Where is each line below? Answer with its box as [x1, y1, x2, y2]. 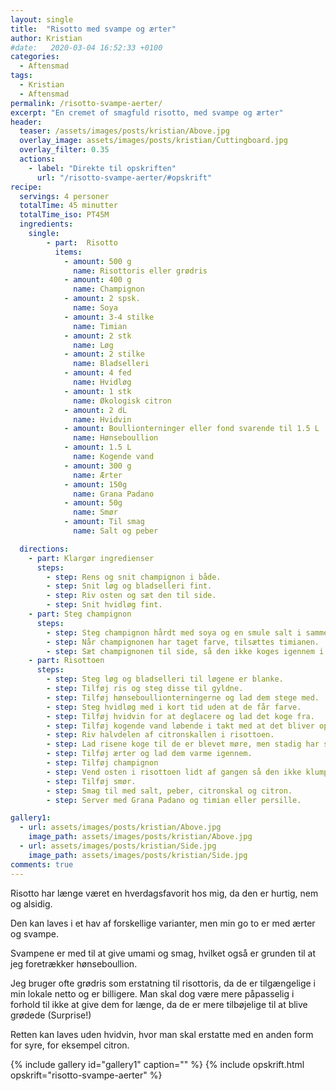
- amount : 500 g [63, 256, 132, 266]
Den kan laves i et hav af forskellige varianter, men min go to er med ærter [10, 917, 316, 929]
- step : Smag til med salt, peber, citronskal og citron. [46, 786, 293, 796]
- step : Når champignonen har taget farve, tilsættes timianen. [46, 637, 320, 647]
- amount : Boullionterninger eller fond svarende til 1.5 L [63, 424, 320, 434]
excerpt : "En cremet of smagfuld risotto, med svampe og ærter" [10, 107, 284, 118]
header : [10, 117, 43, 127]
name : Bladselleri [73, 359, 150, 369]
